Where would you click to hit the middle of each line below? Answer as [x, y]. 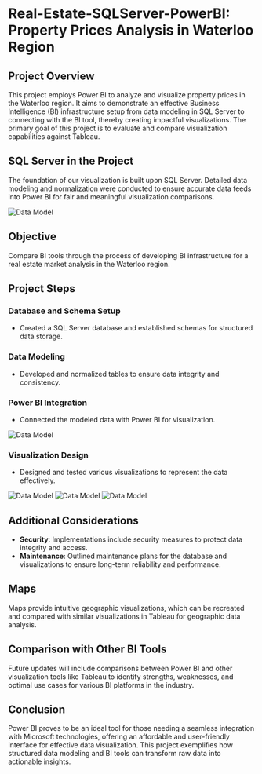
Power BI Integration [48, 403]
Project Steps [42, 288]
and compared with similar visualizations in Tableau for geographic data [124, 616]
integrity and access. [53, 548]
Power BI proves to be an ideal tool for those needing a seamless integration [131, 728]
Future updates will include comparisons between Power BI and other [120, 668]
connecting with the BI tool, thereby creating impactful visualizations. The [127, 120]
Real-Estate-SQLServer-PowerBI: [119, 14]
